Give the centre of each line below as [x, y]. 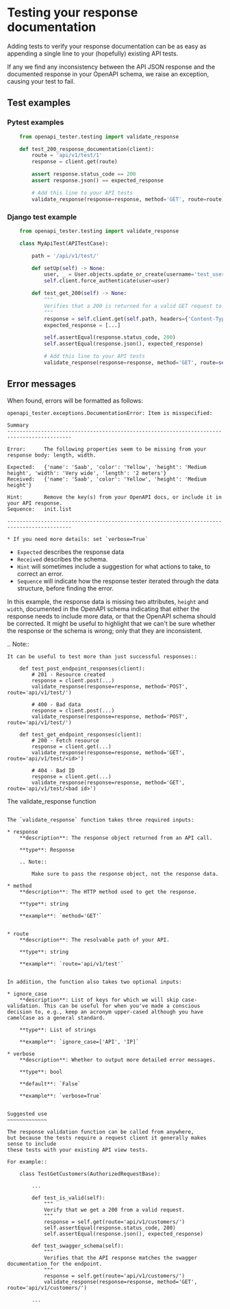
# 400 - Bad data [56, 704]
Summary [18, 425]
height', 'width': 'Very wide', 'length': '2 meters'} [87, 473]
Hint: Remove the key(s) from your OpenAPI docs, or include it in [115, 497]
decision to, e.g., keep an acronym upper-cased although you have [105, 1012]
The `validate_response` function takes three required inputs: [101, 820]
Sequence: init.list [39, 509]
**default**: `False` [50, 1084]
